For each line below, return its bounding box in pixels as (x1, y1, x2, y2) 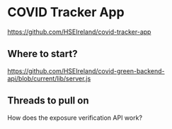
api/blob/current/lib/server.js (7, 74, 91, 82)
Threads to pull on (7, 94, 89, 106)
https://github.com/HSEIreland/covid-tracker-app (7, 27, 151, 36)
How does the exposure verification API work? (7, 113, 143, 122)
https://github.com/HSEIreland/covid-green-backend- (7, 66, 165, 75)
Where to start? (7, 48, 78, 60)
